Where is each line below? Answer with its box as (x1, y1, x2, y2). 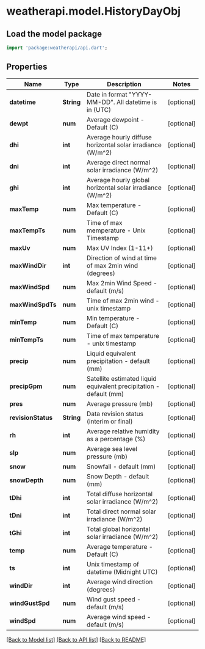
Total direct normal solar (86, 507, 157, 516)
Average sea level (86, 444, 137, 453)
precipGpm (9, 382, 43, 391)
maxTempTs (9, 226, 46, 235)
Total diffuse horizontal (86, 490, 153, 498)
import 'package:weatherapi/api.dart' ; (6, 45, 108, 51)
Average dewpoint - (86, 115, 145, 123)
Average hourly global (86, 175, 150, 184)
